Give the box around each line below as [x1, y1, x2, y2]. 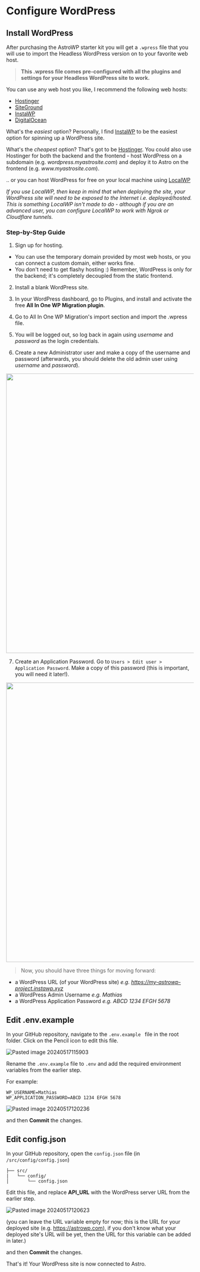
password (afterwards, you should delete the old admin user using [14, 355, 178, 363]
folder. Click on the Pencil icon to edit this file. [6, 1037, 119, 1044]
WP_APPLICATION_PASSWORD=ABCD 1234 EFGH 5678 [6, 1095, 121, 1101]
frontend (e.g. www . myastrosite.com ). [6, 165, 100, 172]
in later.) [6, 1237, 26, 1244]
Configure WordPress [6, 4, 116, 18]
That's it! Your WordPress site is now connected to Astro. [6, 1260, 146, 1267]
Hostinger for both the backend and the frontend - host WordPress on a [6, 152, 182, 159]
